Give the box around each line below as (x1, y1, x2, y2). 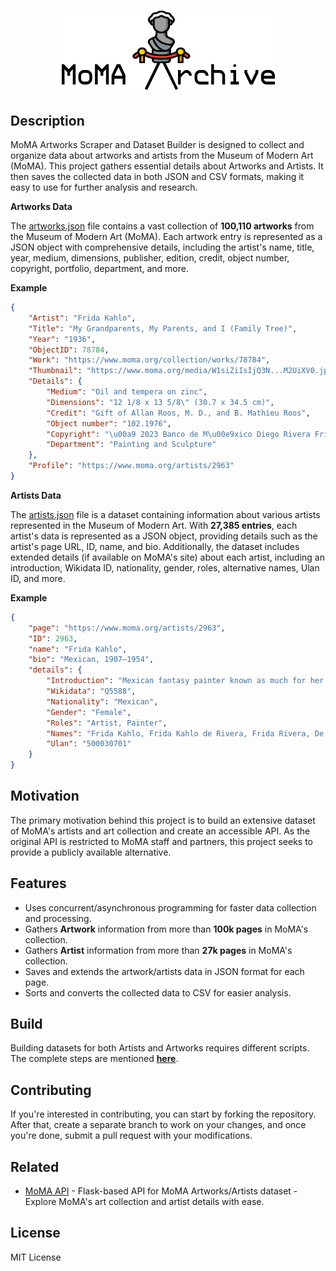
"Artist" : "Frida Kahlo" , (28, 313, 137, 323)
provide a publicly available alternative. (10, 846, 172, 858)
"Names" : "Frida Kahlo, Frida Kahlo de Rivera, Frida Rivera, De (46, 728, 325, 739)
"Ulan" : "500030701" (46, 739, 132, 749)
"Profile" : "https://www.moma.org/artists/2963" (28, 461, 235, 471)
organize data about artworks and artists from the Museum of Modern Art (10, 150, 314, 161)
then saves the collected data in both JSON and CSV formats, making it (10, 171, 305, 182)
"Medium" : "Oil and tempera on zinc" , (46, 387, 208, 397)
